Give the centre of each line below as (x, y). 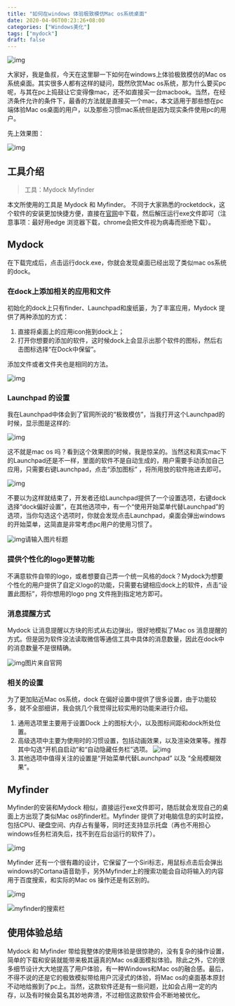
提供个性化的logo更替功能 (51, 559)
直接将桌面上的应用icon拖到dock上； (71, 332)
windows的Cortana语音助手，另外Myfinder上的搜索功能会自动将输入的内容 (116, 871)
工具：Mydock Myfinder (59, 189)
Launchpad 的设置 (39, 397)
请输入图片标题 (47, 540)
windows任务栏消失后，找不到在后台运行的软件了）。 (83, 834)
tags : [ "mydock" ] (33, 33)
